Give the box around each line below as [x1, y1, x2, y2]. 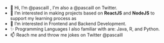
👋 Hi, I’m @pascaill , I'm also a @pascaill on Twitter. [10, 5, 117, 10]
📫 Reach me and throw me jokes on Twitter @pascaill [10, 32, 123, 37]
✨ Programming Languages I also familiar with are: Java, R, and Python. [10, 26, 160, 32]
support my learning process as [10, 15, 77, 21]
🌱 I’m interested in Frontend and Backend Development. [10, 20, 127, 26]
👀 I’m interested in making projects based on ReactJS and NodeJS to [10, 10, 155, 16]
